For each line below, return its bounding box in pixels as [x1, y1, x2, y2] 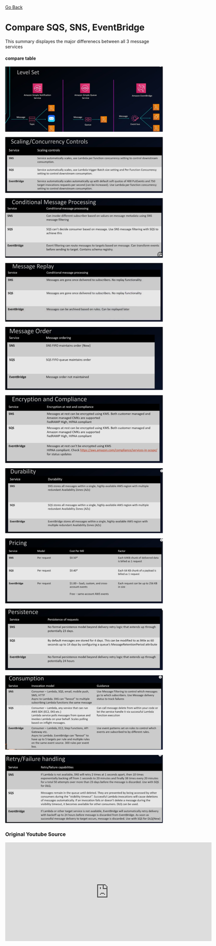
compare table [5, 55, 36, 61]
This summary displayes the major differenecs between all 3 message [5, 38, 149, 44]
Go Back [5, 5, 23, 10]
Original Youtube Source [5, 831, 66, 838]
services [5, 44, 23, 50]
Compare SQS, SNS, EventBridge [5, 22, 145, 33]
